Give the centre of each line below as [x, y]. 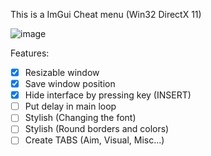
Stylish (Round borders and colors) [97, 129]
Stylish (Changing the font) [80, 118]
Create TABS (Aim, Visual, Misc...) [94, 140]
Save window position [70, 84]
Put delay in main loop [70, 106]
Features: [30, 53]
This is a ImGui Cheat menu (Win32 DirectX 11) [106, 14]
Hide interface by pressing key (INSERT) [108, 95]
